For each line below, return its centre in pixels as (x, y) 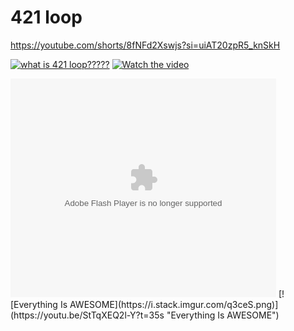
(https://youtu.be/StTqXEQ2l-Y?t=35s (87, 315)
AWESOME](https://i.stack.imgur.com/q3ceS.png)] (174, 304)
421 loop (46, 17)
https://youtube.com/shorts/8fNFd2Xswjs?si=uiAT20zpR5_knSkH (145, 45)
